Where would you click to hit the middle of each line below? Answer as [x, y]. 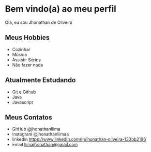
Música [19, 54]
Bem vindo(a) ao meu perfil [61, 9]
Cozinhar [21, 49]
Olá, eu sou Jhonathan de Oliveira [39, 22]
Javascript [23, 102]
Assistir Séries [26, 60]
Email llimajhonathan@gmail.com [45, 145]
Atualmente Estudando [40, 80]
